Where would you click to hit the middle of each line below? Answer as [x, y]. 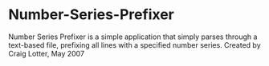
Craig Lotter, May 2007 [47, 53]
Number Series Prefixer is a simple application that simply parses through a [133, 37]
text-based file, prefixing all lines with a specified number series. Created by [134, 45]
